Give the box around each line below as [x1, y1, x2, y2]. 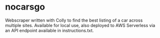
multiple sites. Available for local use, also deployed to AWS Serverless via [5, 22, 156, 28]
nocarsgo [5, 1, 45, 13]
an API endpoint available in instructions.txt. [5, 27, 94, 33]
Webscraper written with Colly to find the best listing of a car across [5, 17, 143, 23]
